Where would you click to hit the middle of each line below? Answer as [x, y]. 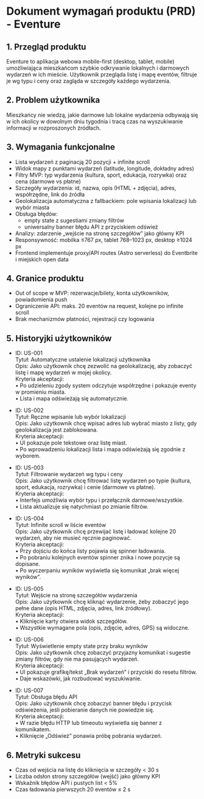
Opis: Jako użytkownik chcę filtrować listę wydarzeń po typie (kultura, [103, 481]
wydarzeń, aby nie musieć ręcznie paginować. [73, 538]
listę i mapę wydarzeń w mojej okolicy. [63, 373]
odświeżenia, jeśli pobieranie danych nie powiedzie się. [85, 710]
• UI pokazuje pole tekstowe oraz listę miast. [71, 443]
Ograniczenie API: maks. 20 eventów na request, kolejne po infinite [99, 306]
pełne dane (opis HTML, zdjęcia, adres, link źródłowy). [83, 608]
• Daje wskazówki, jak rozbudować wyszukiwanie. [78, 679]
